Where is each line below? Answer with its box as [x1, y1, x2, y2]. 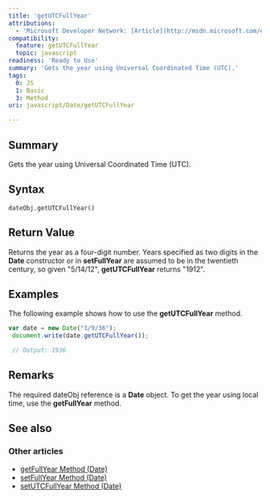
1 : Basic [15, 86, 45, 95]
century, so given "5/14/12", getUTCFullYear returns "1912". [8, 264, 206, 274]
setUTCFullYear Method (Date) [19, 481, 122, 491]
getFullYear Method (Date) [19, 463, 108, 474]
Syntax [8, 182, 45, 197]
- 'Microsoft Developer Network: [15, 27, 128, 35]
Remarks [8, 369, 55, 382]
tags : [8, 71, 27, 80]
